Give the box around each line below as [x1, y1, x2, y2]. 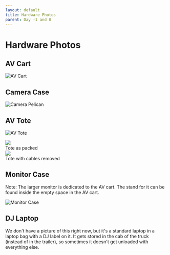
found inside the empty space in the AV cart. [5, 189, 99, 195]
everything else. [5, 244, 39, 250]
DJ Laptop [5, 214, 39, 223]
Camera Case [5, 88, 50, 96]
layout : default [5, 7, 40, 13]
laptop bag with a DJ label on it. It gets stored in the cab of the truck [5, 233, 149, 239]
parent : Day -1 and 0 [5, 17, 52, 22]
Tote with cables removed [5, 156, 60, 161]
